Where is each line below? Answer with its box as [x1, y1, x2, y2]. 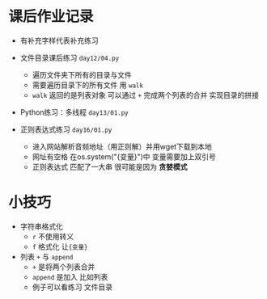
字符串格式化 [19, 221, 63, 231]
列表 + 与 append [19, 251, 74, 261]
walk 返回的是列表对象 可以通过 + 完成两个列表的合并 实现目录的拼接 [32, 90, 260, 99]
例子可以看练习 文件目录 [32, 282, 113, 292]
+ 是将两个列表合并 [32, 262, 95, 272]
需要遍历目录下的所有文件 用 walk [32, 80, 144, 90]
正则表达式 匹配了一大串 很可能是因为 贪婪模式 [32, 162, 188, 171]
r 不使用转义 [32, 231, 74, 241]
